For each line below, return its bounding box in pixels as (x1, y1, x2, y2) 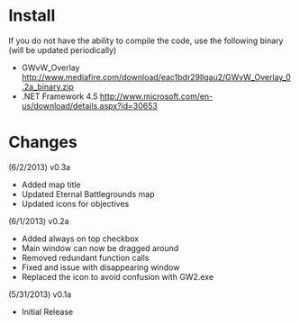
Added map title (21, 179, 82, 190)
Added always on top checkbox (21, 233, 140, 244)
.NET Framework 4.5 (21, 91, 98, 102)
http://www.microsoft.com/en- (99, 91, 214, 102)
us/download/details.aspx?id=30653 (21, 100, 159, 111)
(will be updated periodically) (8, 44, 117, 55)
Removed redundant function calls (21, 252, 150, 263)
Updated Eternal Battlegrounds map (21, 188, 155, 199)
